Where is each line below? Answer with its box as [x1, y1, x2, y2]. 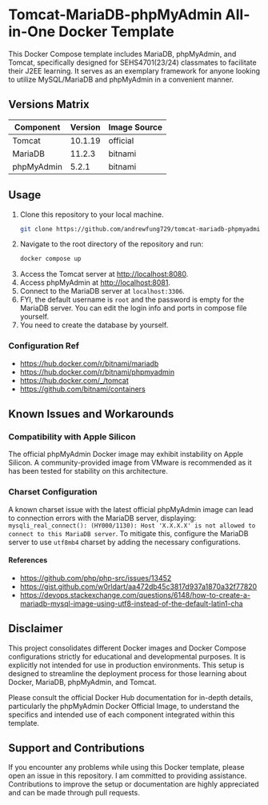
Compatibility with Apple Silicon [8, 431, 136, 442]
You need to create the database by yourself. [19, 320, 169, 330]
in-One [8, 22, 56, 41]
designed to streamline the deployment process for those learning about [8, 668, 247, 678]
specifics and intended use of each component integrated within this [8, 710, 235, 719]
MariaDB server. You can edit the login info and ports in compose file [19, 303, 247, 313]
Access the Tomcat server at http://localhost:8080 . [19, 270, 189, 279]
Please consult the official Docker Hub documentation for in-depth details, [8, 692, 254, 702]
